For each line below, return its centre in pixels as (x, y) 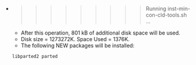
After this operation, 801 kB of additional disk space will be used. (100, 33)
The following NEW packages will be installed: (77, 45)
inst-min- (179, 9)
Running (156, 9)
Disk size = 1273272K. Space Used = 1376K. (75, 39)
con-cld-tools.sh (166, 15)
